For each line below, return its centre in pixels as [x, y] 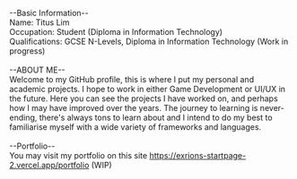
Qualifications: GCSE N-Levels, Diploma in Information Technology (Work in [149, 41]
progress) [27, 51]
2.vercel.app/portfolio [49, 165]
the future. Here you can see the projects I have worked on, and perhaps [144, 98]
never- [272, 108]
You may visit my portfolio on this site [79, 155]
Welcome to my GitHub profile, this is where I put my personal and [131, 79]
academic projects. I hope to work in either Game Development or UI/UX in [147, 89]
